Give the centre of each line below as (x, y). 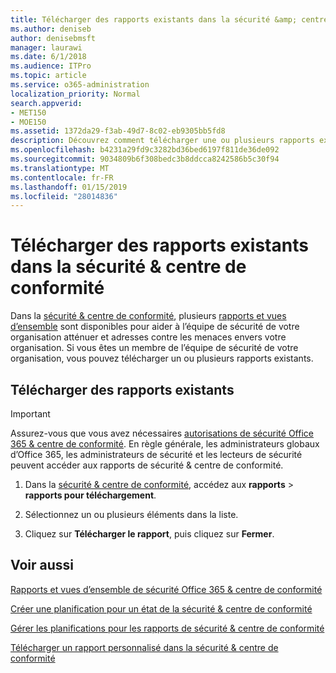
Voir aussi (42, 565)
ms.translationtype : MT (60, 168)
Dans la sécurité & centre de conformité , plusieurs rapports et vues (148, 316)
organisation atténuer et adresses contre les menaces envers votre (148, 337)
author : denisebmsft (53, 38)
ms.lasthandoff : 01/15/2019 (69, 187)
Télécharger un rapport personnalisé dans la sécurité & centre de (144, 647)
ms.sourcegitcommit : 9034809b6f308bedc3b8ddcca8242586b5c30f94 (145, 159)
